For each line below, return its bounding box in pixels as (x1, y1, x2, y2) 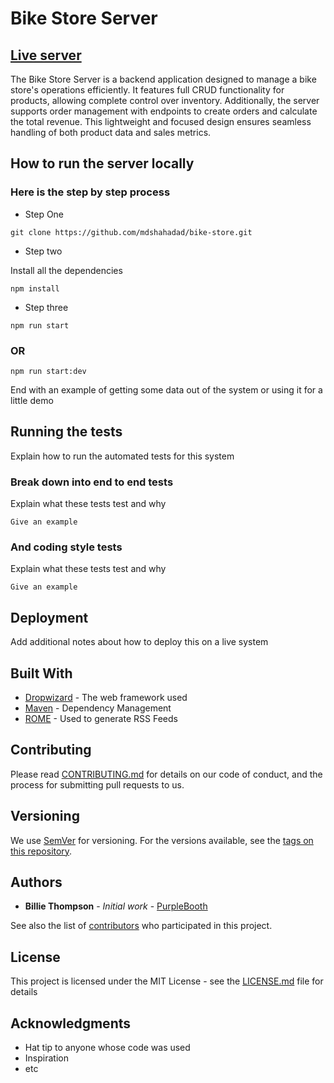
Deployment (10, 609, 89, 626)
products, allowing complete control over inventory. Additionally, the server (10, 95, 320, 106)
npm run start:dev (10, 366, 87, 376)
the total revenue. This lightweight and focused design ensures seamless (10, 116, 312, 127)
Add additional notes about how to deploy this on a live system (10, 636, 269, 648)
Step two (24, 245, 63, 257)
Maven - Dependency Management (24, 702, 172, 714)
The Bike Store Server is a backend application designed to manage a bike (10, 73, 317, 85)
